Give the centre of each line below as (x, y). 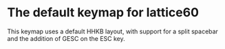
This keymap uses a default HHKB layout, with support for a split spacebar (113, 31)
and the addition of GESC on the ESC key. (66, 38)
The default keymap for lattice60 (103, 13)
